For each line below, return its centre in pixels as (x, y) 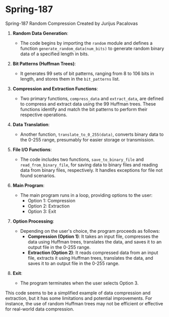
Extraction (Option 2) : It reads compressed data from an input (93, 253)
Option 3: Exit (42, 211)
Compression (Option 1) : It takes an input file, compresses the (93, 236)
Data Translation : (31, 124)
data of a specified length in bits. (55, 54)
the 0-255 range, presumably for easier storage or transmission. (87, 139)
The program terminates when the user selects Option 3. (79, 283)
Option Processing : (33, 221)
